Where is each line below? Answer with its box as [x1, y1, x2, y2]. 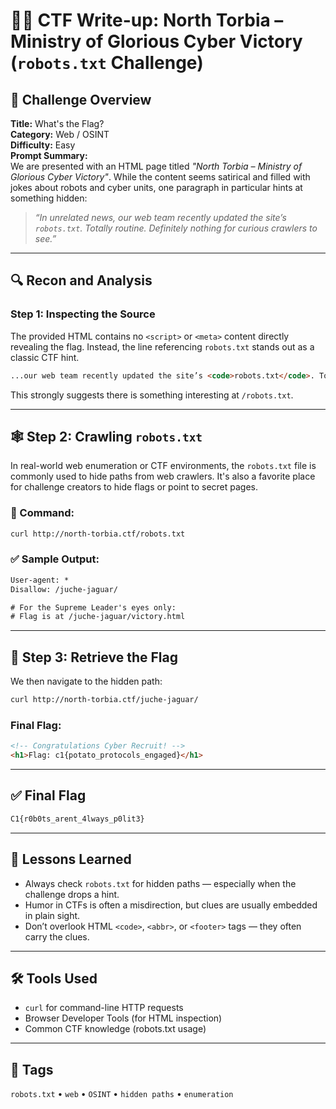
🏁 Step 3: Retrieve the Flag [10, 649, 178, 666]
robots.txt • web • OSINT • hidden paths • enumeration [10, 1088, 234, 1100]
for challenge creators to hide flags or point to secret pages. [10, 481, 259, 493]
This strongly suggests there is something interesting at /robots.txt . [10, 389, 294, 401]
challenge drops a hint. [24, 888, 120, 900]
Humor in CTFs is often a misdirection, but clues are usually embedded [24, 899, 318, 911]
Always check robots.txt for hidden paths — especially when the [24, 877, 297, 889]
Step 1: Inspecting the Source [10, 307, 156, 321]
